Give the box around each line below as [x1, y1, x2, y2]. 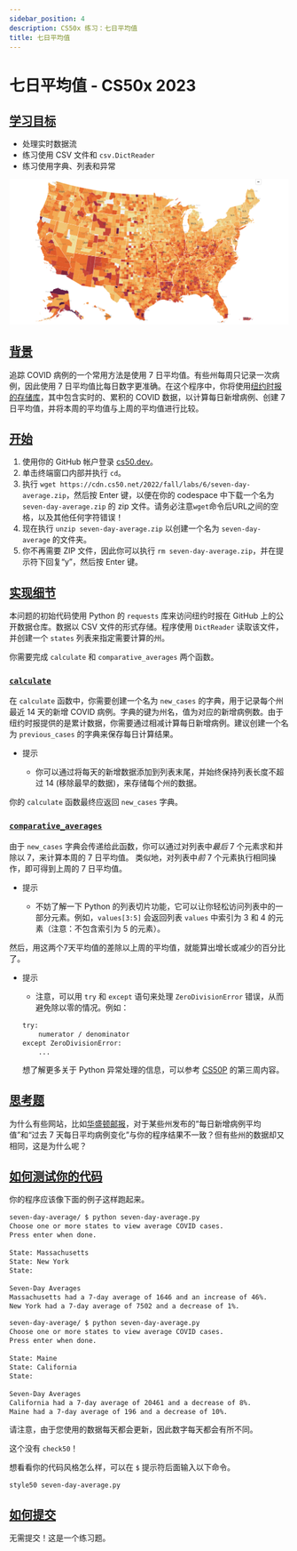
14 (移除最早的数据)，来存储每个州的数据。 [45, 778, 202, 789]
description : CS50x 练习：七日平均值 [9, 23, 138, 33]
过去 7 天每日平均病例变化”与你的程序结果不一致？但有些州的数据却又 [31, 1129, 285, 1140]
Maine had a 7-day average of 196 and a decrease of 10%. [9, 1408, 228, 1417]
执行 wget [21, 478, 57, 489]
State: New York [9, 1258, 69, 1266]
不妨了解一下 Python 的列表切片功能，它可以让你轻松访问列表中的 [35, 901, 277, 912]
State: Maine [9, 1354, 58, 1363]
